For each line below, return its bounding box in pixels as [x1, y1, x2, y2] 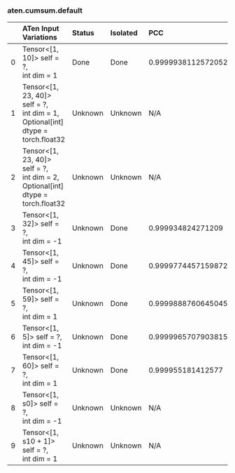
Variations [22, 32, 57, 42]
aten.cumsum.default [7, 6, 83, 15]
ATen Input [22, 24, 59, 34]
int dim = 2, [22, 173, 59, 182]
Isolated [110, 28, 138, 38]
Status [72, 28, 94, 38]
